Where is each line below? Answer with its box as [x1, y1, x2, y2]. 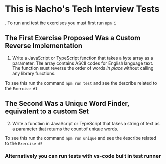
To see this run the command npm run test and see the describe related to [5, 80, 157, 86]
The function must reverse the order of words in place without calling [12, 65, 154, 71]
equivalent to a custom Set [5, 107, 89, 116]
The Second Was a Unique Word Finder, [5, 99, 130, 108]
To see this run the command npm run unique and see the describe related [5, 135, 157, 141]
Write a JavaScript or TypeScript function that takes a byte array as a [12, 55, 153, 61]
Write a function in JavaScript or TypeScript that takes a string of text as [12, 120, 160, 126]
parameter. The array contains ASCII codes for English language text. [12, 60, 154, 66]
